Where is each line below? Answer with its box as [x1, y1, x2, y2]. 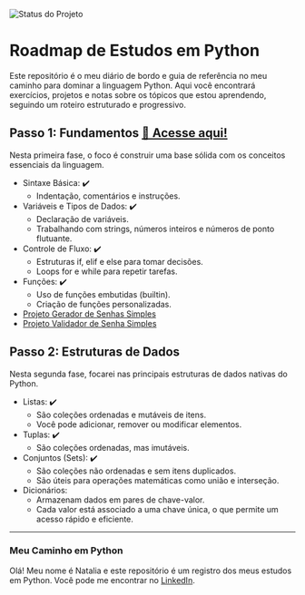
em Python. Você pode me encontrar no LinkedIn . [9, 574, 195, 585]
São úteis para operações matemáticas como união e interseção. [35, 474, 280, 485]
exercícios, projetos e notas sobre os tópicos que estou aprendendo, [9, 89, 267, 100]
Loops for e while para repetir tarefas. [35, 266, 178, 277]
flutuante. [35, 232, 73, 244]
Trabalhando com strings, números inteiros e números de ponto [35, 223, 275, 234]
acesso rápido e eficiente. [35, 513, 134, 524]
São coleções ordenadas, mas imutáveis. [35, 442, 190, 453]
